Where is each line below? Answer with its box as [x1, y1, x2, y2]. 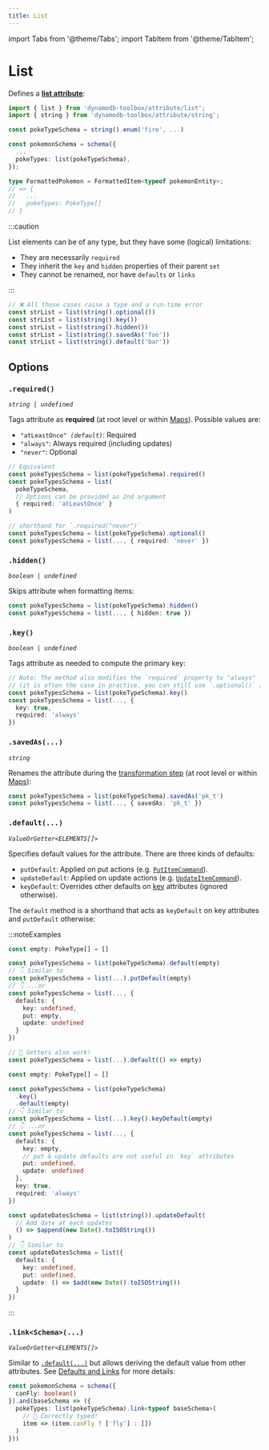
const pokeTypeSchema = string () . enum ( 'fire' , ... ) [8, 126, 184, 134]
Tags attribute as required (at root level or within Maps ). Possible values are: [8, 415, 261, 424]
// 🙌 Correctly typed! [22, 1411, 98, 1420]
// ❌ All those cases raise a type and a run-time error [8, 301, 203, 309]
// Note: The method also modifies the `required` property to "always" [8, 674, 256, 682]
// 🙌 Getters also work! [8, 1049, 91, 1057]
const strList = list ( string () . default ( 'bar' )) [8, 338, 171, 346]
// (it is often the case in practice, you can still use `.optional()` [8, 681, 256, 689]
